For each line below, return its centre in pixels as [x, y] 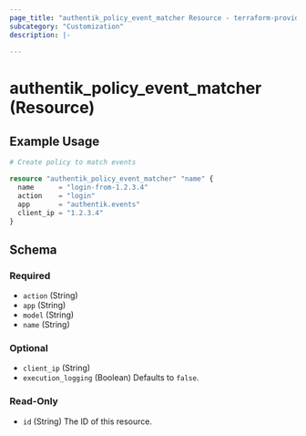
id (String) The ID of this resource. [87, 421]
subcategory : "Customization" [67, 26]
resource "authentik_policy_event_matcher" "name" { [112, 179]
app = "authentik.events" [79, 204]
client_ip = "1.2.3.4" [61, 213]
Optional [29, 348]
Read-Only [34, 401]
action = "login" [56, 196]
